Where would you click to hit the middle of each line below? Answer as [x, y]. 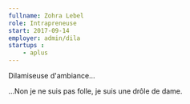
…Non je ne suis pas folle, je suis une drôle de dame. [95, 91]
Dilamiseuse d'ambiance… [52, 76]
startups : [26, 46]
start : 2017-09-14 [39, 30]
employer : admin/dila [44, 38]
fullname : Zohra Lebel [46, 16]
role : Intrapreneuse [43, 23]
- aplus [35, 53]
